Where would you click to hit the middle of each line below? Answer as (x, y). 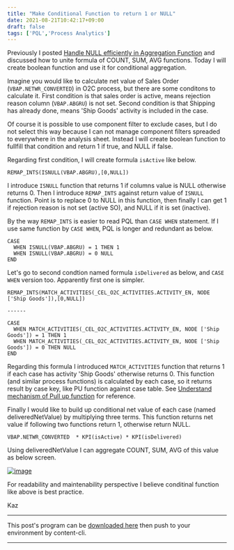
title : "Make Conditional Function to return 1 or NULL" (92, 14)
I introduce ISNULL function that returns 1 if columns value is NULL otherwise (117, 186)
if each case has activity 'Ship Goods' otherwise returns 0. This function (111, 374)
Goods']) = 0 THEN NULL (42, 348)
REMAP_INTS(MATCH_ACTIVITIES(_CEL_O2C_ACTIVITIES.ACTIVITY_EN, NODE (109, 293)
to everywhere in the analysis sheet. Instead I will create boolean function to (117, 139)
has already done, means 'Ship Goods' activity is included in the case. (108, 111)
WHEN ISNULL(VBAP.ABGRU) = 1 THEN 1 (67, 248)
